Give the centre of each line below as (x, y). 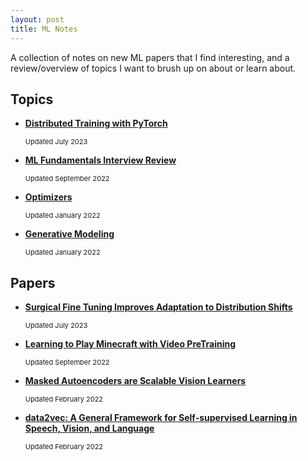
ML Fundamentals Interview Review (100, 160)
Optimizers (48, 197)
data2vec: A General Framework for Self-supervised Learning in (161, 418)
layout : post (37, 19)
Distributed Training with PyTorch (96, 123)
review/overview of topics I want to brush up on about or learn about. (153, 68)
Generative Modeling (69, 234)
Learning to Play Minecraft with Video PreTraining (130, 344)
